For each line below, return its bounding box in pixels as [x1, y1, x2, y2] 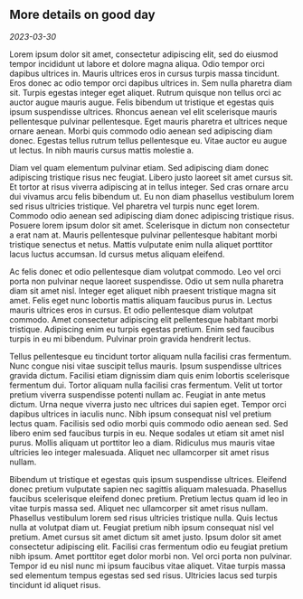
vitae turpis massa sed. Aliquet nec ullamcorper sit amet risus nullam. [9, 502, 269, 513]
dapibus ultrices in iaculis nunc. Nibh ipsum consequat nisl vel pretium [9, 408, 272, 419]
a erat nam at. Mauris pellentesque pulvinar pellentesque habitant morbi [9, 229, 278, 240]
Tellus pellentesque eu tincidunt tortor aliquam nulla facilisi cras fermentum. [9, 351, 292, 361]
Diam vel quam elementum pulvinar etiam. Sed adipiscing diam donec [9, 162, 270, 173]
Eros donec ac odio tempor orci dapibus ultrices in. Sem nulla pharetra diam [9, 77, 292, 89]
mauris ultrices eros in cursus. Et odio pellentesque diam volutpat [9, 304, 253, 315]
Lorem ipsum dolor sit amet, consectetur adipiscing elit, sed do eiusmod [9, 49, 279, 60]
